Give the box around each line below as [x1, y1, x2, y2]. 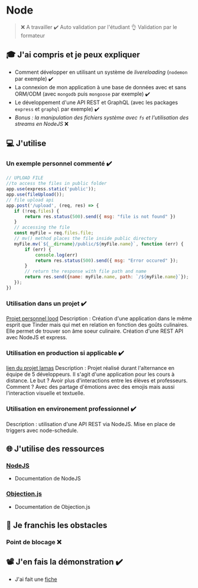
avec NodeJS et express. [6, 334, 67, 341]
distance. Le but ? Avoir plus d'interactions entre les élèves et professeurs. [6, 377, 188, 384]
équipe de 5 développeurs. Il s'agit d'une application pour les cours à [6, 371, 175, 378]
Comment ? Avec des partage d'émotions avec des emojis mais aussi [6, 384, 175, 391]
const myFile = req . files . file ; [14, 230, 94, 236]
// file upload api [6, 197, 54, 203]
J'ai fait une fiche [14, 576, 57, 583]
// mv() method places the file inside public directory [14, 236, 158, 242]
